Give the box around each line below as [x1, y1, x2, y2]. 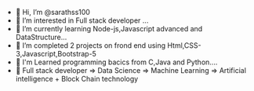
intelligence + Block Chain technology [15, 75, 139, 83]
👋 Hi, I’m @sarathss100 [15, 8, 90, 16]
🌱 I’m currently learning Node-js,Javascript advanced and [15, 24, 203, 33]
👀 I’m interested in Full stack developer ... [15, 16, 149, 25]
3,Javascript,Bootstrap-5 [15, 49, 96, 58]
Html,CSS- [167, 41, 201, 50]
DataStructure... [15, 32, 67, 42]
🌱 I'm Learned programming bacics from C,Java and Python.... [15, 57, 218, 67]
